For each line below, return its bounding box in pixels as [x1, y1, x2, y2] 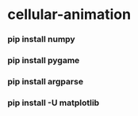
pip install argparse [7, 76, 84, 87]
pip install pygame [7, 55, 80, 66]
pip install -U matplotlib [7, 97, 100, 108]
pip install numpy [7, 34, 76, 45]
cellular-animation [7, 6, 132, 24]
